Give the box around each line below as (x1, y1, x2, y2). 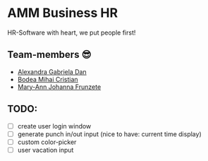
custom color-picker (17, 138, 77, 146)
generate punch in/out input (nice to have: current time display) (17, 129, 202, 138)
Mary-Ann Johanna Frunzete (17, 83, 102, 91)
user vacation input (17, 145, 74, 154)
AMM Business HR (7, 5, 118, 21)
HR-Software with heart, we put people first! (7, 28, 136, 37)
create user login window (17, 121, 92, 130)
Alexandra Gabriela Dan (17, 67, 87, 76)
